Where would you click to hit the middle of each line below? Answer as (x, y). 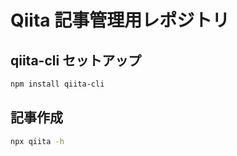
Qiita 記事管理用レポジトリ (120, 20)
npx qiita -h (37, 141)
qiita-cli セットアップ (76, 60)
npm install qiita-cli (57, 84)
